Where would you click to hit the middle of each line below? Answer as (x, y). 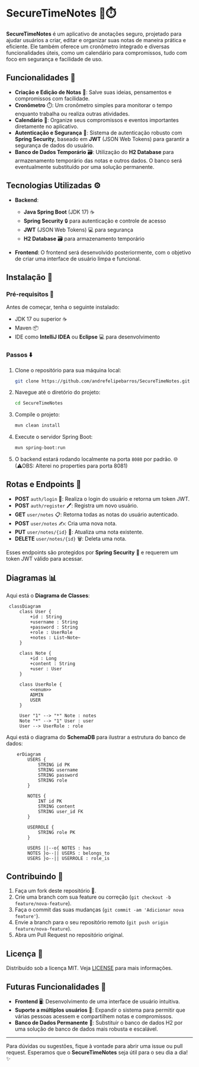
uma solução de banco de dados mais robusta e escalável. (86, 1029)
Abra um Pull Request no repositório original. (69, 935)
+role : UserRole (51, 632)
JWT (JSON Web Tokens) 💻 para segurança (78, 230)
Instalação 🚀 (29, 277)
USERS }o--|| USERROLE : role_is (69, 858)
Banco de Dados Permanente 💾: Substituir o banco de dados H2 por (99, 1023)
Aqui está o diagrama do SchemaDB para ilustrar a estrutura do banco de (96, 737)
